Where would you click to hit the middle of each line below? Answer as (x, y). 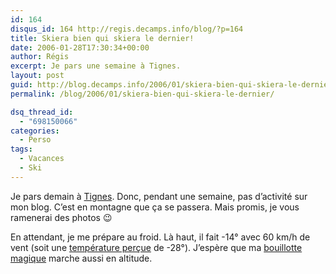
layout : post (37, 76)
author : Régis (40, 57)
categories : (35, 131)
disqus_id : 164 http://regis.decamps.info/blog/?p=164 (127, 29)
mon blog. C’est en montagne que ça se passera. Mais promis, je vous (155, 207)
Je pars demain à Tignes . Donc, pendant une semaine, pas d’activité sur (159, 196)
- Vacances (42, 159)
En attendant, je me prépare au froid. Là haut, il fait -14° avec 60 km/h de (160, 237)
